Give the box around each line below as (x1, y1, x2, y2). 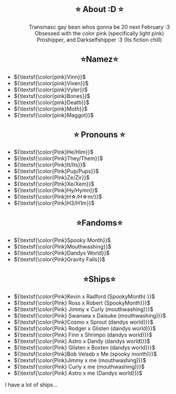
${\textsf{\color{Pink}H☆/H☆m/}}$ (13, 193, 102, 201)
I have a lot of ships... (5, 381, 58, 389)
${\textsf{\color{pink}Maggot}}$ (13, 111, 94, 118)
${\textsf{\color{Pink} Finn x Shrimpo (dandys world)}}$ (13, 332, 153, 339)
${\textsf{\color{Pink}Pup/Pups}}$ (13, 168, 99, 175)
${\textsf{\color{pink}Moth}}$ (13, 105, 87, 112)
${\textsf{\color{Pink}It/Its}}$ (13, 161, 86, 169)
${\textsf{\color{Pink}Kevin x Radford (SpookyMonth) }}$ (13, 293, 156, 300)
